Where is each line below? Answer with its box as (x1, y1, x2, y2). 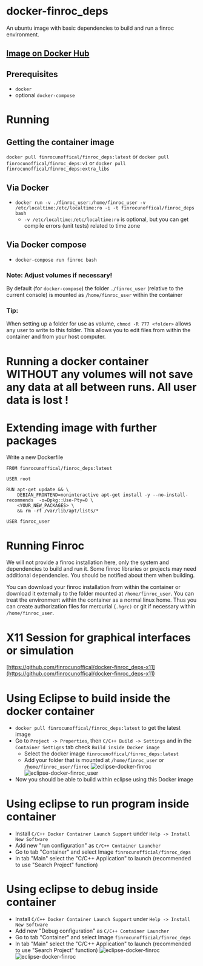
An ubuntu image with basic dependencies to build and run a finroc (6, 24, 175, 32)
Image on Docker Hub (6, 49, 90, 59)
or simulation (6, 644, 74, 657)
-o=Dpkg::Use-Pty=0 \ (38, 497, 94, 503)
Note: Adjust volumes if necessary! (6, 271, 113, 279)
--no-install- (152, 492, 188, 498)
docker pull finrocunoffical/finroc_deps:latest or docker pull (6, 153, 170, 160)
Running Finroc (6, 539, 85, 553)
